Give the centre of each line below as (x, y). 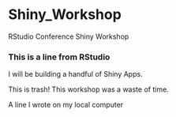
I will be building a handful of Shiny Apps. (76, 74)
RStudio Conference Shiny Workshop (69, 36)
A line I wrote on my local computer (66, 105)
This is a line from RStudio (59, 57)
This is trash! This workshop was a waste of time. (89, 89)
